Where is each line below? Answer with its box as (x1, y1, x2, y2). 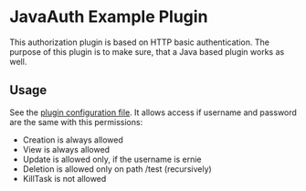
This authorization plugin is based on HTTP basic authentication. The (9, 37, 269, 48)
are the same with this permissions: (9, 116, 143, 127)
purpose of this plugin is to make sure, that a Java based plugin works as (9, 46, 285, 57)
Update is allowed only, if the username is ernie (22, 154, 202, 164)
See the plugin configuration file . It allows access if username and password (9, 107, 297, 118)
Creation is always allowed (22, 134, 123, 145)
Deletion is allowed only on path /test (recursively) (22, 163, 212, 175)
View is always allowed (22, 143, 111, 154)
